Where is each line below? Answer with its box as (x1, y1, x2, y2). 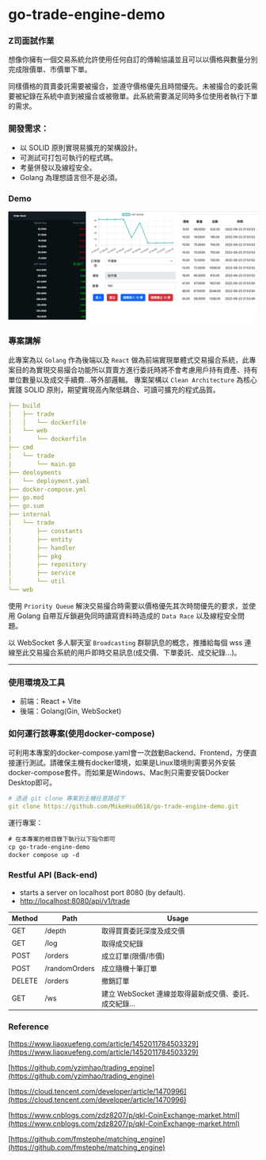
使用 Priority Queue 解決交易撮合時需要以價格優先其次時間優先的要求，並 (8, 601, 249, 610)
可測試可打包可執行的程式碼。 (19, 152, 117, 162)
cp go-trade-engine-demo (8, 843, 90, 851)
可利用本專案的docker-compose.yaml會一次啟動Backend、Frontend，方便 (8, 747, 251, 757)
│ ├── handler (8, 544, 77, 552)
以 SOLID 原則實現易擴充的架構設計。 (19, 143, 142, 152)
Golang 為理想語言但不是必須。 (19, 172, 122, 182)
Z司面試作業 (8, 36, 55, 47)
